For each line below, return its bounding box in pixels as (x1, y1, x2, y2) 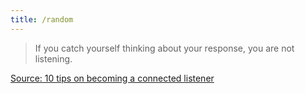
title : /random (10, 14, 74, 25)
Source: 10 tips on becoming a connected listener (10, 72, 215, 84)
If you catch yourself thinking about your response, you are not (34, 42, 295, 54)
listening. (34, 52, 73, 65)
